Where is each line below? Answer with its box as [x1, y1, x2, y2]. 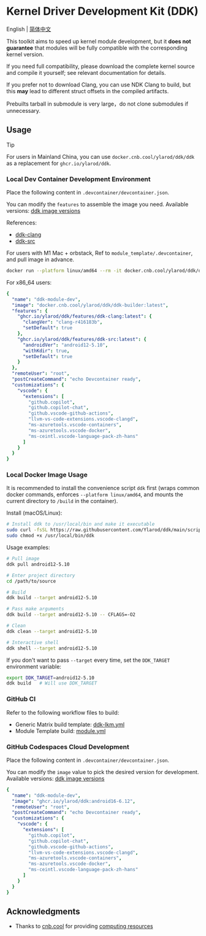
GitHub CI [6, 695, 36, 704]
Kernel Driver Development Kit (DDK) [6, 4, 199, 18]
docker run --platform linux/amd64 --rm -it [6, 268, 122, 274]
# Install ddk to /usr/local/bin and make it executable [6, 521, 155, 527]
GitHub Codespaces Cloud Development [6, 742, 130, 751]
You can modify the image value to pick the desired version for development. [6, 768, 199, 775]
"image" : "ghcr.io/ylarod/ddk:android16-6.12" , [12, 798, 136, 804]
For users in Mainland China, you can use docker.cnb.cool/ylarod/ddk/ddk [6, 153, 195, 160]
